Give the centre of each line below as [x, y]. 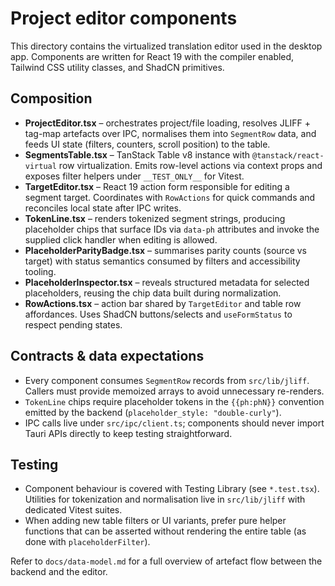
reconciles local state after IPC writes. [103, 208]
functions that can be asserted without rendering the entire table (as [165, 531]
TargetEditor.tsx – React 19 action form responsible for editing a [157, 186]
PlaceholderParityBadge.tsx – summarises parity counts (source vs [166, 250]
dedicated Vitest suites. [73, 510]
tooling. [40, 271]
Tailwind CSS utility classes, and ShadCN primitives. [117, 67]
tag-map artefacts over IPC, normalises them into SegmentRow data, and [170, 133]
